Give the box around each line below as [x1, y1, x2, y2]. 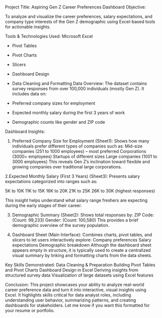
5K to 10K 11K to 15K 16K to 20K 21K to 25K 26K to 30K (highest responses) [5, 188, 155, 194]
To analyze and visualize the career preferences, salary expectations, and [5, 14, 153, 19]
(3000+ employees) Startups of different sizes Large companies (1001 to [12, 153, 158, 159]
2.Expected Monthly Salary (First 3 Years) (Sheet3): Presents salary [5, 173, 140, 179]
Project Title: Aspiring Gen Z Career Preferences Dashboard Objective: [5, 4, 146, 10]
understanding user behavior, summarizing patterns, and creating [5, 297, 136, 303]
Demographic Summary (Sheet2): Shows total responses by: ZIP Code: [12, 212, 154, 218]
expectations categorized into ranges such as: [5, 179, 98, 184]
